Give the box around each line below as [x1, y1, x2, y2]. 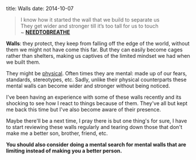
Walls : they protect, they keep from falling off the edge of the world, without [6, 40, 190, 47]
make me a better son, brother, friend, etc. [6, 130, 108, 137]
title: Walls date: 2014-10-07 [6, 5, 74, 12]
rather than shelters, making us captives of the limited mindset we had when [6, 53, 190, 59]
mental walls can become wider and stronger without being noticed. [6, 82, 170, 89]
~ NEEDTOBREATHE [20, 29, 70, 36]
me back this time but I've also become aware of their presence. [6, 106, 161, 113]
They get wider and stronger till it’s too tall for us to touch [20, 23, 159, 29]
